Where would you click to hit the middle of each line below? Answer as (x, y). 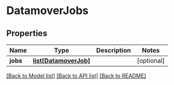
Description (114, 50)
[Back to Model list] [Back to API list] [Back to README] (76, 76)
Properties (27, 33)
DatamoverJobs (47, 11)
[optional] (150, 61)
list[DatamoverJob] (61, 61)
